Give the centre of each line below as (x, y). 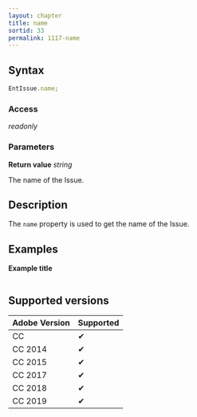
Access (23, 108)
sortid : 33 (26, 30)
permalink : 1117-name (44, 38)
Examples (33, 249)
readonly (23, 126)
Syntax (26, 70)
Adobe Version (41, 322)
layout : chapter (35, 16)
